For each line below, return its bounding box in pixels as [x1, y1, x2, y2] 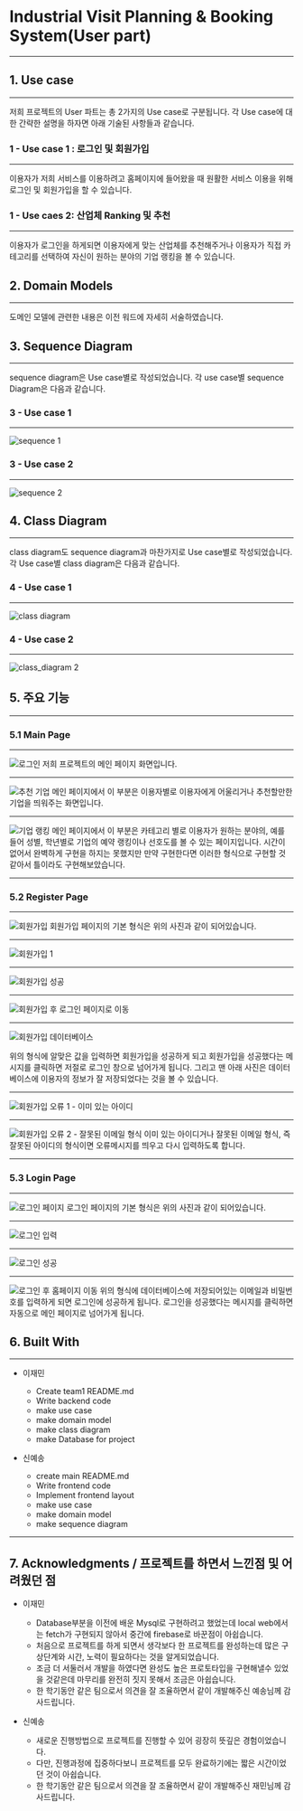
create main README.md [35, 1471, 130, 1482]
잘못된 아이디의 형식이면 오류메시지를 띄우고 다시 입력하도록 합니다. [9, 1140, 245, 1151]
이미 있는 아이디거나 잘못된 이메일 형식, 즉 [143, 1128, 291, 1140]
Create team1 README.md [35, 1386, 134, 1397]
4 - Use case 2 [9, 633, 74, 646]
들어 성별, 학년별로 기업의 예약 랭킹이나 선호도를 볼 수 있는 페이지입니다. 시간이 [9, 836, 286, 847]
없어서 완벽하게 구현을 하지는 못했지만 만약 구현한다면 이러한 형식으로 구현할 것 [9, 848, 287, 859]
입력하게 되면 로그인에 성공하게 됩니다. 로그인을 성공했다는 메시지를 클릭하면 [25, 1296, 294, 1307]
